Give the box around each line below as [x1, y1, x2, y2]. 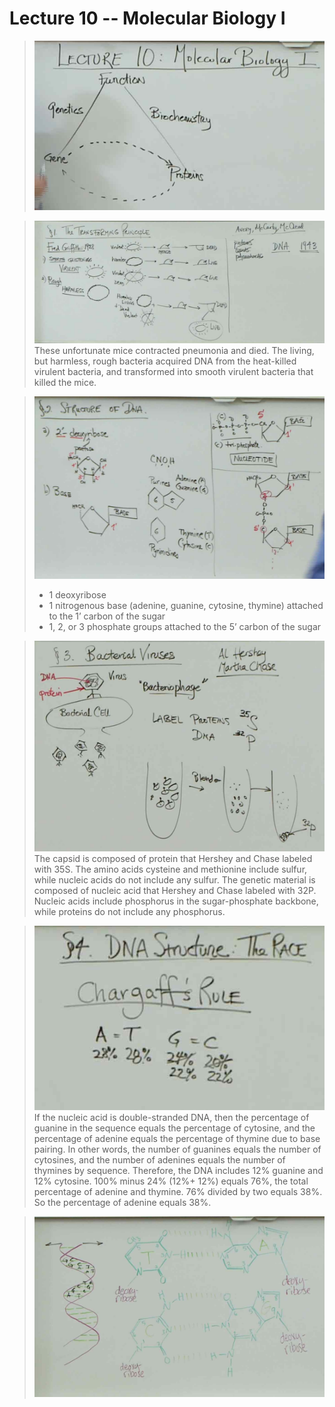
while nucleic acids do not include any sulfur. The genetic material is [33, 873, 316, 886]
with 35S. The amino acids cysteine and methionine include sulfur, [33, 863, 308, 875]
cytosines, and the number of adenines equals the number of [33, 1154, 286, 1166]
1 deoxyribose [48, 588, 107, 601]
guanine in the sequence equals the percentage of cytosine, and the [33, 1122, 316, 1134]
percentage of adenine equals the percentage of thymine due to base [33, 1133, 321, 1145]
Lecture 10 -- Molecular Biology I [9, 7, 286, 30]
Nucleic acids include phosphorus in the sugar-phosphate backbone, [33, 895, 319, 907]
